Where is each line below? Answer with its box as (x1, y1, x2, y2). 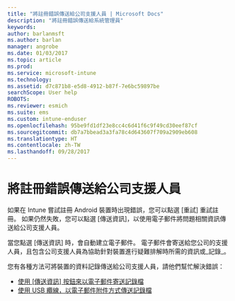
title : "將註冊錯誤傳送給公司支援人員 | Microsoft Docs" (7, 10, 164, 18)
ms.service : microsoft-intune (7, 69, 97, 76)
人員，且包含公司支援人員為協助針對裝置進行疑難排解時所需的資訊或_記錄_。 (7, 247, 230, 255)
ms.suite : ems (7, 109, 50, 116)
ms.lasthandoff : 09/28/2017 (7, 148, 91, 155)
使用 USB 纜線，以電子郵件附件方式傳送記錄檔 (17, 285, 152, 294)
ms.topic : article (7, 57, 62, 64)
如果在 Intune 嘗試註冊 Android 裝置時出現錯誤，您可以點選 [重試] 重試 (7, 206, 213, 214)
